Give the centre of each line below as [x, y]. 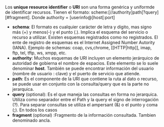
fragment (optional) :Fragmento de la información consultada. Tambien [84, 115]
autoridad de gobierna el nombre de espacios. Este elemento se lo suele [85, 63]
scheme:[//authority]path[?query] [125, 12]
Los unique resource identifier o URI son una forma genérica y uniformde [80, 7]
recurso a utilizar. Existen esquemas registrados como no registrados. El [85, 37]
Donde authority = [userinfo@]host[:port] [73, 17]
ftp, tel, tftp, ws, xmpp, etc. [39, 53]
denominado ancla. [32, 120]
